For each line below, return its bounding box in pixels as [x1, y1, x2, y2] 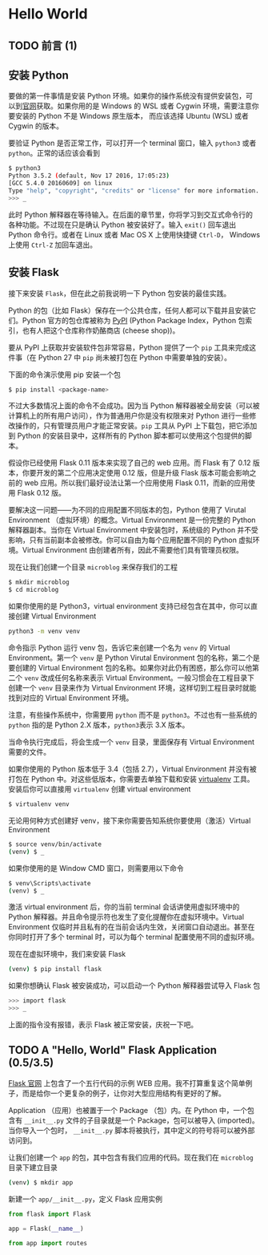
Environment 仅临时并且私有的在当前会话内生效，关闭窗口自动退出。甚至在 [8, 922, 255, 932]
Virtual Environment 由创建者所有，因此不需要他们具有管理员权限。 [22, 545, 244, 555]
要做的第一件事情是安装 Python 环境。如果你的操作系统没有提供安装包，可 [8, 91, 254, 101]
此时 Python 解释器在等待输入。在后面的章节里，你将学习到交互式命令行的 [8, 209, 254, 219]
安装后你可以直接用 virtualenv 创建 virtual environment [8, 784, 191, 794]
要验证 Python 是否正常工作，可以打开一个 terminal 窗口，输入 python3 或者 [8, 138, 257, 148]
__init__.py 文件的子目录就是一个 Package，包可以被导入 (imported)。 [23, 1115, 260, 1125]
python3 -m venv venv [8, 627, 81, 636]
